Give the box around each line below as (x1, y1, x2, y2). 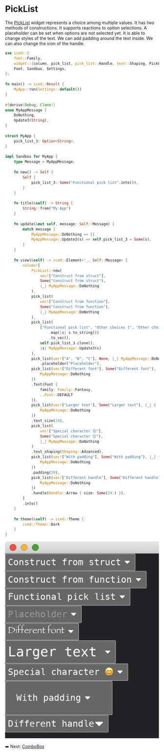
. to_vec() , (48, 335, 71, 341)
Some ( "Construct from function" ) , (40, 304, 110, 309)
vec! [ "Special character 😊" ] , (40, 429, 103, 433)
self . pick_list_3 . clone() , (40, 340, 95, 346)
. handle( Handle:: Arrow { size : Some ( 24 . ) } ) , (31, 491, 125, 496)
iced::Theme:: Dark (22, 522, 60, 527)
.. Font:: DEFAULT (40, 392, 73, 397)
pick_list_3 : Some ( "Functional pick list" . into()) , (31, 180, 139, 185)
